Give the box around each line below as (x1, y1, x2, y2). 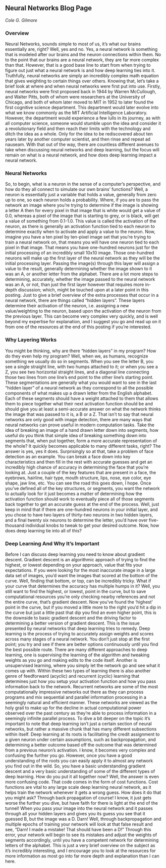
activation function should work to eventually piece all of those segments (5, 496, 155, 502)
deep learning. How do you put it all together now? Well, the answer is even (5, 774, 160, 779)
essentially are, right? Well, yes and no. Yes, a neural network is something (5, 46, 158, 52)
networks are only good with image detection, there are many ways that (5, 416, 152, 422)
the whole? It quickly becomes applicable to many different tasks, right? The (5, 443, 161, 449)
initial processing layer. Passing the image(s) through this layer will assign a (5, 260, 160, 266)
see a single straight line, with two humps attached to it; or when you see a (5, 364, 158, 370)
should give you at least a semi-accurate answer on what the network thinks (5, 406, 161, 412)
